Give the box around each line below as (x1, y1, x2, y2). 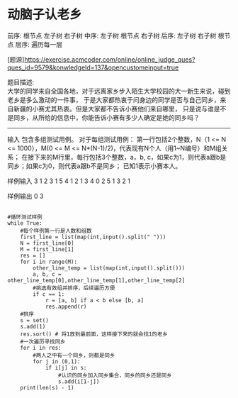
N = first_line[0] (20, 239, 74, 247)
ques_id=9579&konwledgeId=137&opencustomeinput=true (7, 63, 179, 72)
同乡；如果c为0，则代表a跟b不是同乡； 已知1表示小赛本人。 (7, 161, 182, 170)
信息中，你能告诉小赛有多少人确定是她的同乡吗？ (56, 113, 200, 121)
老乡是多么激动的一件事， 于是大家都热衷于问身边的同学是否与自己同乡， (7, 95, 220, 104)
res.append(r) (45, 303, 87, 310)
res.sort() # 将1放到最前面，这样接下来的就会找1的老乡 (20, 331, 168, 338)
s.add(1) (20, 323, 46, 330)
